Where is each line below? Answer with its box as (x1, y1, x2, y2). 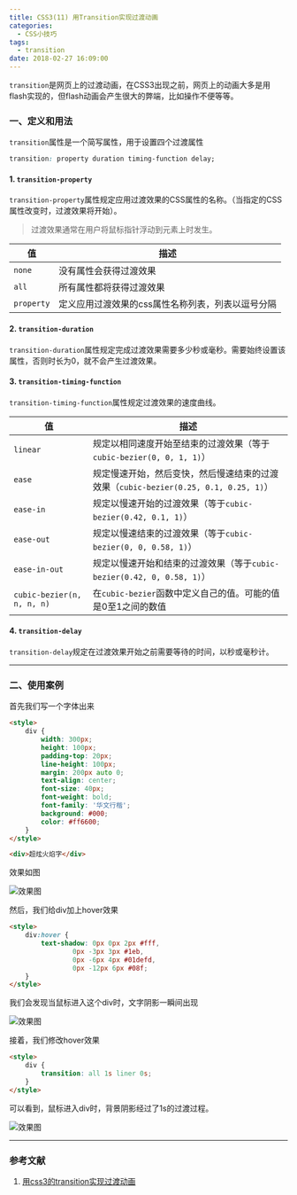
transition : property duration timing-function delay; (9, 154, 216, 164)
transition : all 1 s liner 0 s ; (41, 1069, 152, 1078)
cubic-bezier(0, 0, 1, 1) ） (92, 450, 210, 463)
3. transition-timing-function (9, 376, 122, 387)
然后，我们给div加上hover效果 (9, 905, 119, 916)
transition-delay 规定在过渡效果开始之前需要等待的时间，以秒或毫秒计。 (9, 646, 274, 657)
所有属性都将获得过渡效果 (58, 281, 165, 293)
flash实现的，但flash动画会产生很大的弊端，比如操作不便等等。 (9, 90, 239, 101)
